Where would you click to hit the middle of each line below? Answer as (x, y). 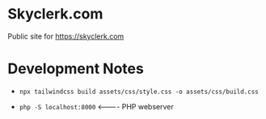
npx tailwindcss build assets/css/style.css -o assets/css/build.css (139, 92)
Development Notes (76, 69)
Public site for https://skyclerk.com (66, 36)
